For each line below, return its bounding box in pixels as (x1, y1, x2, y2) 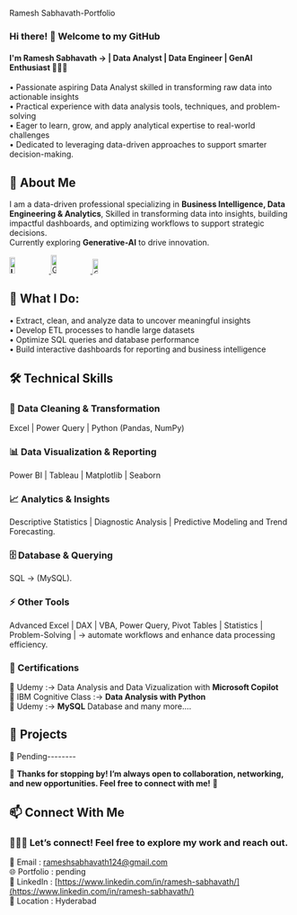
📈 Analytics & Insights (9, 492, 110, 505)
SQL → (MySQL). (9, 573, 73, 584)
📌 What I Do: (9, 292, 80, 307)
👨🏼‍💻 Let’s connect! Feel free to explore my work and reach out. (9, 837, 289, 849)
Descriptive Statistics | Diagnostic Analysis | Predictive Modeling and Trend (9, 516, 288, 527)
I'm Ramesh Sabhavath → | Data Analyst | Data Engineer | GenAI (9, 52, 253, 63)
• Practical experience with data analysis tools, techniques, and (9, 101, 245, 112)
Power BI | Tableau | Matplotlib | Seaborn (9, 470, 162, 480)
